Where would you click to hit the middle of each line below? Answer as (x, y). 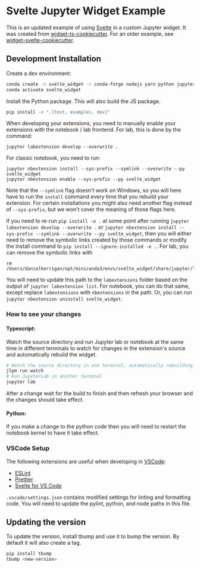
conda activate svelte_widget (44, 90)
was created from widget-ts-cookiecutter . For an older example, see (90, 33)
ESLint (23, 473)
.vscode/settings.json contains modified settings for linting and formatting (99, 497)
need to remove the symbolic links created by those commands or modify (96, 240)
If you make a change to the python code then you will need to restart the (96, 427)
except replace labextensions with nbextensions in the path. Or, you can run (99, 293)
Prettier (24, 479)
